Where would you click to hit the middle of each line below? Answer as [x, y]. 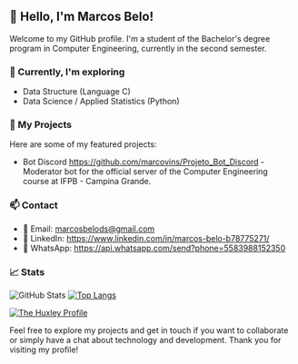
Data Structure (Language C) [77, 92]
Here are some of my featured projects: [83, 144]
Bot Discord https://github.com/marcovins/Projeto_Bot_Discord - [144, 162]
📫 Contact [34, 205]
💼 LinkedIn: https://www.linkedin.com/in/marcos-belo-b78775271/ [146, 238]
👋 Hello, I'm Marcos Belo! [82, 17]
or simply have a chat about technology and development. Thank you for [145, 340]
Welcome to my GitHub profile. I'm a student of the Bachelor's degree [140, 38]
